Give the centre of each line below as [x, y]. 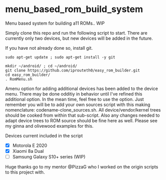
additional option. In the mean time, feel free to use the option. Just [74, 99]
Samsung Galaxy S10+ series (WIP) [49, 157]
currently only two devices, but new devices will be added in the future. [79, 38]
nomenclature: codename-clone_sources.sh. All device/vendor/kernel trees [83, 110]
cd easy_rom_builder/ [28, 75]
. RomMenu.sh [19, 79]
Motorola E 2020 [30, 145]
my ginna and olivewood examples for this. [49, 126]
